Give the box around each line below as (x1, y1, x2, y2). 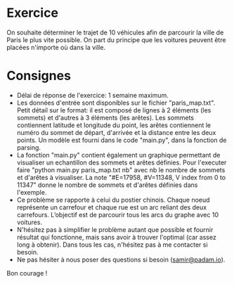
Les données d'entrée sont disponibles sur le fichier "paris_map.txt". (16, 98, 216, 107)
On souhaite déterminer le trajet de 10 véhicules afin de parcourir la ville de (6, 28, 224, 37)
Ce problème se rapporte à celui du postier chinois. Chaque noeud (16, 195, 210, 204)
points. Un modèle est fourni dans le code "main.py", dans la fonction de (16, 136, 227, 144)
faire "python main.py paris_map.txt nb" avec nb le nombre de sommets (16, 165, 226, 174)
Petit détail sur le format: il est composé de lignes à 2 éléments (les (16, 105, 212, 114)
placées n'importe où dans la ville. (6, 43, 106, 51)
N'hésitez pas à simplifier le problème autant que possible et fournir (16, 225, 214, 233)
